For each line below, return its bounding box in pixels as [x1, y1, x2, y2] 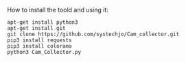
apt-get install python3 [7, 19, 78, 26]
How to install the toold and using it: [7, 6, 108, 14]
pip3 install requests [7, 37, 72, 44]
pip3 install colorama [7, 43, 72, 50]
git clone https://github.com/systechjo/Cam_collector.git [7, 31, 180, 37]
